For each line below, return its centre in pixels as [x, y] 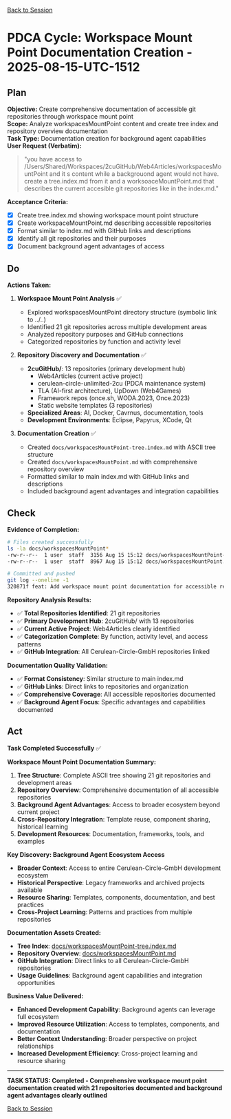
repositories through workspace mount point [70, 116]
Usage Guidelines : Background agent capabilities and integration [110, 975]
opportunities [36, 982]
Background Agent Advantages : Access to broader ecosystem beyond [119, 804]
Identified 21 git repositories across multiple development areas [117, 327]
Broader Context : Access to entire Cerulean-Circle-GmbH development [119, 868]
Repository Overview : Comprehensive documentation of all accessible [118, 790]
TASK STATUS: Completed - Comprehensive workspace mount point [107, 1080]
